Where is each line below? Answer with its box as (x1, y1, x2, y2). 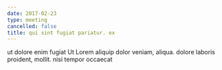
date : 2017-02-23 (7, 10, 57, 17)
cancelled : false (7, 23, 57, 30)
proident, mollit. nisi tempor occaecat (7, 56, 113, 64)
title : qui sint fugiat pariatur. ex (7, 29, 115, 36)
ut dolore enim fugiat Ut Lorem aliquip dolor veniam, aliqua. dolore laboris (7, 48, 215, 56)
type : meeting (7, 16, 48, 23)
